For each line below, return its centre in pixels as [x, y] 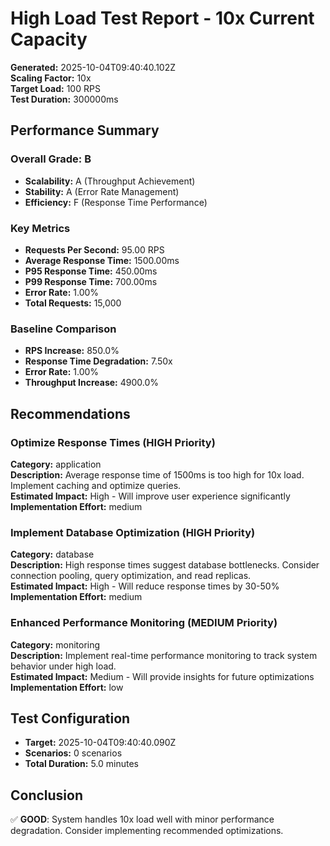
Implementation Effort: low [67, 687]
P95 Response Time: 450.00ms [91, 271]
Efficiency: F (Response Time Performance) [116, 202]
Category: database [52, 554]
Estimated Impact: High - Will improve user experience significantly [150, 496]
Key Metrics [40, 228]
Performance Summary [85, 130]
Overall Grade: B [51, 159]
